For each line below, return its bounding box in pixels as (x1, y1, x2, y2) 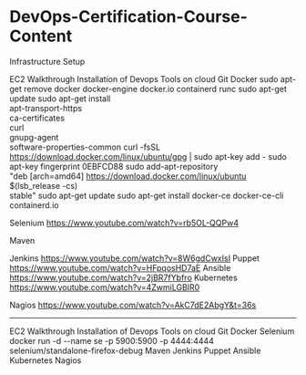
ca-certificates (9, 112, 66, 123)
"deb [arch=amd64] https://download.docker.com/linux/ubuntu (9, 171, 247, 182)
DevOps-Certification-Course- (9, 6, 249, 27)
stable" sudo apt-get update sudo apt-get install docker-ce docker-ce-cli (9, 190, 284, 201)
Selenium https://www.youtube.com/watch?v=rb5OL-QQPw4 (9, 217, 240, 228)
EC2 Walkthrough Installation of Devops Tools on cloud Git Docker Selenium (9, 326, 295, 337)
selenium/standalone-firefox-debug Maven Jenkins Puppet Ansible (9, 345, 261, 356)
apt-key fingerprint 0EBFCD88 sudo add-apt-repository (9, 161, 219, 172)
